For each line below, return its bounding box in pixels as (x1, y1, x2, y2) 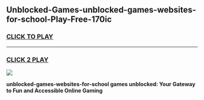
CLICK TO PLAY (6, 33, 53, 41)
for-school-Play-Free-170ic (6, 15, 112, 25)
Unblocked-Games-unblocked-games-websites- (6, 5, 196, 15)
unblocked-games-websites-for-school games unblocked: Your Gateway (6, 80, 195, 87)
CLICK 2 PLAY (6, 55, 49, 64)
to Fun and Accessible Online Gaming (6, 87, 103, 94)
